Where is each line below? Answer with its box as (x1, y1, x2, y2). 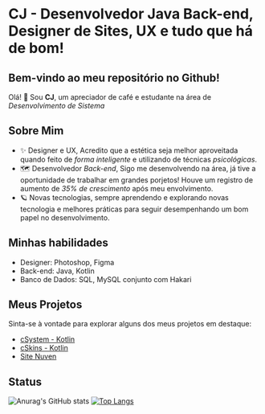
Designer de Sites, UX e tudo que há (8, 22, 253, 40)
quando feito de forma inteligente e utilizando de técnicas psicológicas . (19, 154, 258, 164)
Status (8, 375, 43, 388)
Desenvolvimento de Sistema (8, 101, 105, 110)
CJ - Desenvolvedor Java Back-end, (8, 5, 254, 23)
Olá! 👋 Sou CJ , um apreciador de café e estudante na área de (8, 92, 211, 101)
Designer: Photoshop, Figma (19, 257, 115, 267)
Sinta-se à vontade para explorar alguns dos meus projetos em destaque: (8, 319, 251, 329)
